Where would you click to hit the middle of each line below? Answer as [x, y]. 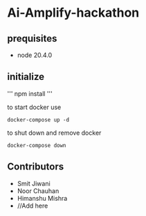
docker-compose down [37, 145]
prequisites [32, 39]
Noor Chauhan [38, 191]
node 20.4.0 [35, 55]
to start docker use [34, 107]
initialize [26, 77]
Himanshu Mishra [42, 198]
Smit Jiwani [34, 183]
